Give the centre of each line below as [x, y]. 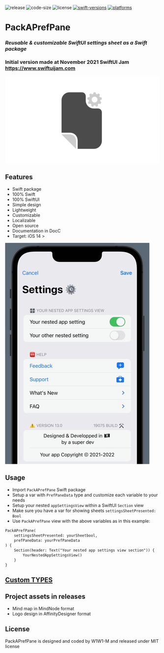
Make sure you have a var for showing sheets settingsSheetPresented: [84, 511]
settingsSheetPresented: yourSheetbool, [56, 536]
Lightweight [24, 210]
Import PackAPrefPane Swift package [49, 489]
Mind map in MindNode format [43, 608]
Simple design [27, 204]
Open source [25, 226]
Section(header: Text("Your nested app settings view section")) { [84, 550]
